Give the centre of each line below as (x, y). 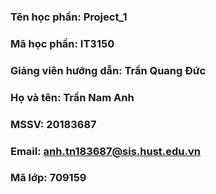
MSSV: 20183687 (53, 124)
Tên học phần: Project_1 (69, 17)
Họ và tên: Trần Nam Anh (72, 97)
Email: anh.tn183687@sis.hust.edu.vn (106, 151)
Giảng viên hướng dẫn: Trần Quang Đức (108, 70)
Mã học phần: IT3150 (62, 43)
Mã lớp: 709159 (48, 178)
